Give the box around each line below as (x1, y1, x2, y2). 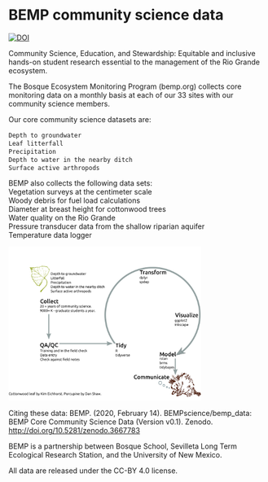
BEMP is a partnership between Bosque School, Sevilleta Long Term (8, 441, 238, 451)
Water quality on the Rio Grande (8, 213, 116, 222)
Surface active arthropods (8, 164, 100, 172)
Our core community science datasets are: (8, 114, 152, 124)
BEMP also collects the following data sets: (8, 177, 153, 188)
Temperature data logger (8, 230, 92, 239)
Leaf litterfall (8, 139, 64, 147)
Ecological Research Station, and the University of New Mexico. (8, 450, 222, 460)
